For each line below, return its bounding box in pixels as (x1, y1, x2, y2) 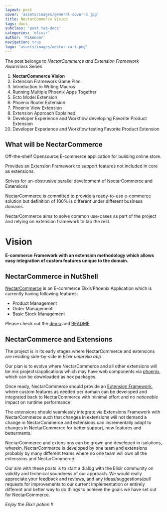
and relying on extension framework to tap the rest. (5, 219, 111, 225)
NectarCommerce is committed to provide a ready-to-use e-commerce (5, 193, 151, 199)
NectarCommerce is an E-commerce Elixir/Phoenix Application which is (5, 285, 152, 291)
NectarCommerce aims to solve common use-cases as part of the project (5, 213, 157, 219)
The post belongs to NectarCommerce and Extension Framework (5, 58, 140, 64)
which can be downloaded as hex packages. (5, 374, 97, 380)
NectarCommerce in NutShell (5, 272, 98, 280)
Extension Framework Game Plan (12, 78, 81, 84)
